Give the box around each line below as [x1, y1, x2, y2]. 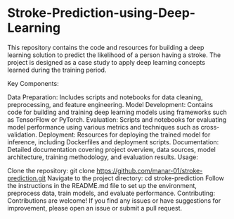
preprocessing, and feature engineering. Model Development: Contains [7, 100, 214, 108]
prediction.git [7, 174, 46, 182]
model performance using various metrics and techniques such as [7, 123, 200, 131]
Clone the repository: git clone [7, 166, 96, 175]
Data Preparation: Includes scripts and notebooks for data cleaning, [7, 93, 203, 101]
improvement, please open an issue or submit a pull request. [7, 204, 183, 212]
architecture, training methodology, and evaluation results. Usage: [7, 153, 199, 161]
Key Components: [7, 79, 59, 87]
